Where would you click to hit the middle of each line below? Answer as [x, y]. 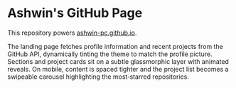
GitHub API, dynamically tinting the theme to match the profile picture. [110, 54]
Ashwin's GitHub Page [75, 13]
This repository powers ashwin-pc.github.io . [72, 33]
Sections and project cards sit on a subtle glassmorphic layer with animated [118, 61]
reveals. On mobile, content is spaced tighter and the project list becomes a [118, 69]
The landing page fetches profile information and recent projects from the [116, 46]
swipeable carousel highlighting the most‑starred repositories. [98, 77]
